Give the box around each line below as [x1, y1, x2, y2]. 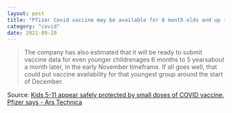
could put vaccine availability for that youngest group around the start [23, 70, 223, 79]
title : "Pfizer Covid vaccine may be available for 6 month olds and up [7, 17, 221, 23]
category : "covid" [7, 23, 60, 30]
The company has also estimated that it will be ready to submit [23, 48, 202, 56]
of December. [23, 77, 64, 86]
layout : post [7, 10, 45, 17]
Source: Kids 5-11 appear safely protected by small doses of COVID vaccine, [7, 91, 224, 99]
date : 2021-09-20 [7, 29, 57, 37]
